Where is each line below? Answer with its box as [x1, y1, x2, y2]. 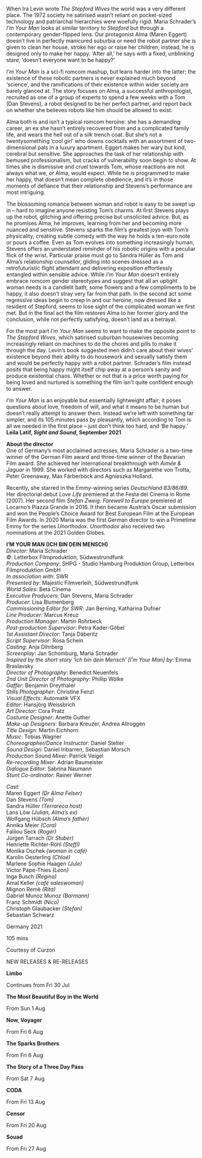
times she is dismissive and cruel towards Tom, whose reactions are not [6, 163, 185, 170]
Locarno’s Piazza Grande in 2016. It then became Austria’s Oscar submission [6, 504, 197, 510]
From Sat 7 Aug [6, 1075, 45, 1082]
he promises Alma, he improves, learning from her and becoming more [6, 220, 182, 227]
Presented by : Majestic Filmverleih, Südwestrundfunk [6, 579, 139, 586]
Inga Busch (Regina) [6, 873, 57, 880]
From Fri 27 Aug [6, 1145, 46, 1152]
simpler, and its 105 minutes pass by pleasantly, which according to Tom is [6, 416, 192, 423]
